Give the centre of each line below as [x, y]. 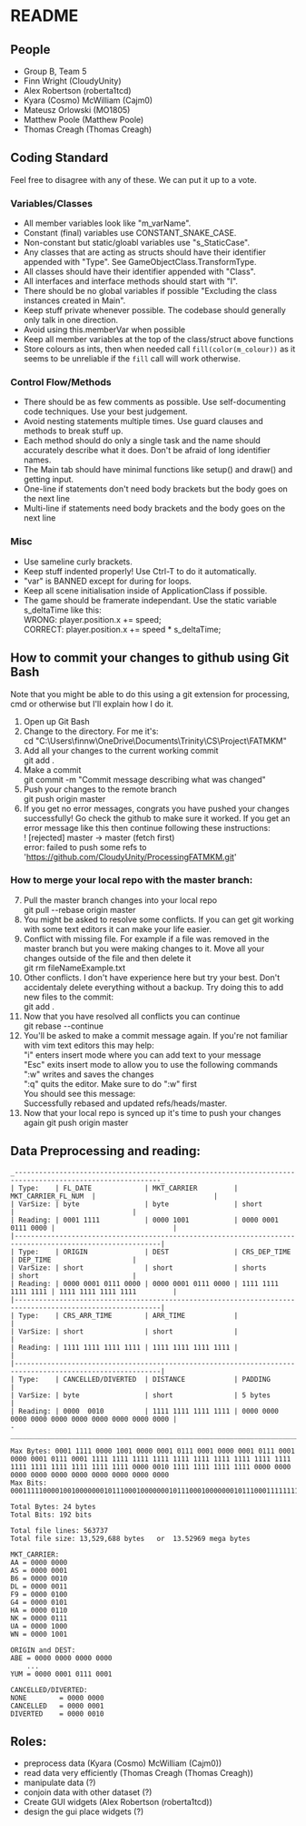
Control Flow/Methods [61, 382]
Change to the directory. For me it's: [91, 731]
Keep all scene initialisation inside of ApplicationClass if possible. [145, 590]
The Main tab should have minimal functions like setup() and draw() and [158, 470]
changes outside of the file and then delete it [107, 958]
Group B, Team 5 [55, 71]
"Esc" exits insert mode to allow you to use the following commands [150, 1064]
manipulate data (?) [59, 1783]
